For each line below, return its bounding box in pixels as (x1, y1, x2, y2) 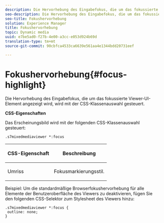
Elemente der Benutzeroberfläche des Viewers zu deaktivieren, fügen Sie (5, 190, 153, 196)
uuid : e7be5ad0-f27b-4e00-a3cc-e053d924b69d (5, 35, 97, 40)
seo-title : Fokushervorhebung (5, 16, 67, 21)
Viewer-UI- (128, 95, 151, 101)
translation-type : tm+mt (5, 39, 56, 44)
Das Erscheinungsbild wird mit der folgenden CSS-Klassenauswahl (5, 119, 140, 125)
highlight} (5, 79, 46, 90)
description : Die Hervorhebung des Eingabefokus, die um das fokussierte (5, 7, 159, 12)
